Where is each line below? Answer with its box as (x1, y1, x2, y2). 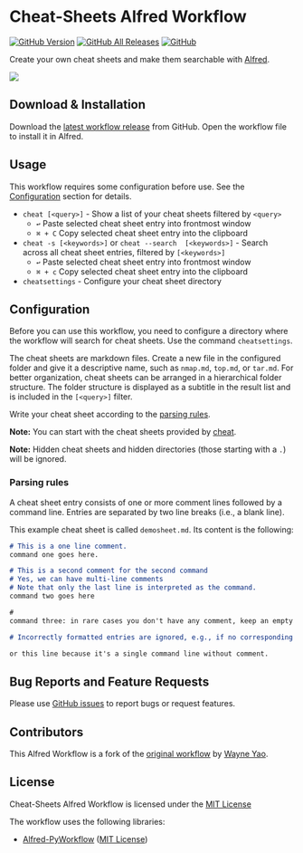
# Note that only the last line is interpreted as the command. (9, 583, 257, 592)
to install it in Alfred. (9, 130, 84, 141)
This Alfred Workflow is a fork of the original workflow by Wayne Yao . (9, 749, 269, 760)
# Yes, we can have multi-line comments (9, 575, 165, 584)
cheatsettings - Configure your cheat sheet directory (22, 275, 222, 286)
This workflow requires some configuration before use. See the (9, 181, 245, 192)
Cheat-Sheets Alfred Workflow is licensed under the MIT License (9, 799, 251, 810)
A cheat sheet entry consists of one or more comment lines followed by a (9, 496, 282, 508)
